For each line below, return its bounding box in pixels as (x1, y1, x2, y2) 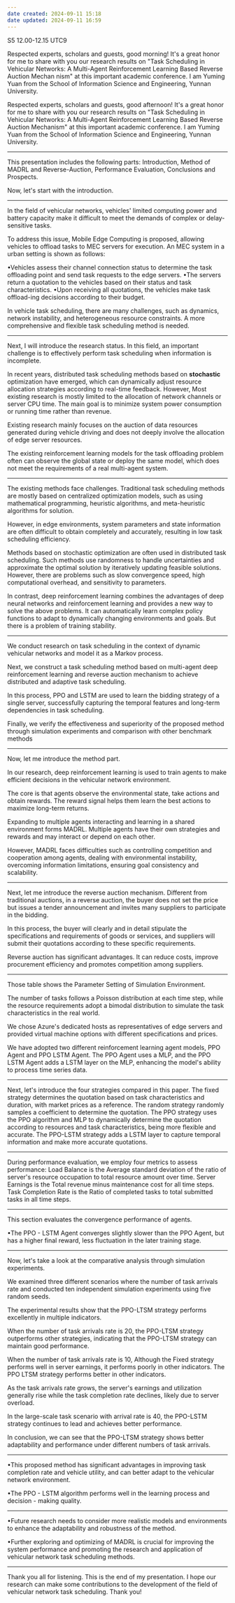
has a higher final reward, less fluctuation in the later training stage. (7, 1236, 201, 1245)
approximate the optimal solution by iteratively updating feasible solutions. (7, 563, 222, 571)
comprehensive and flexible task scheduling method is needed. (7, 321, 190, 330)
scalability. (7, 868, 38, 876)
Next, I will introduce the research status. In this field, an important (7, 341, 199, 350)
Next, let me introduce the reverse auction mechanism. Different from (7, 888, 208, 897)
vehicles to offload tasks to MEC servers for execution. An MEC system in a (7, 242, 225, 251)
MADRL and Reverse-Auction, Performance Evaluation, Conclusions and (7, 165, 215, 174)
